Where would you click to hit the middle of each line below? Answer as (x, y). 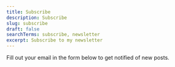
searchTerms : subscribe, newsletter (53, 35)
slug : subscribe (27, 23)
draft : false (23, 29)
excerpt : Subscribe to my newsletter (55, 40)
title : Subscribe (29, 12)
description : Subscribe (37, 18)
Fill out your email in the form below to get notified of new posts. (88, 58)
